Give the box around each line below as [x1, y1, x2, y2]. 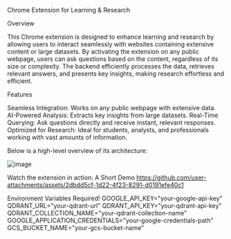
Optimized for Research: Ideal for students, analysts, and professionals [7, 126, 210, 134]
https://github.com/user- [136, 173, 207, 182]
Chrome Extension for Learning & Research [7, 6, 131, 14]
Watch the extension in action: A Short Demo [7, 173, 135, 182]
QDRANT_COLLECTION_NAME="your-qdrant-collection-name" [7, 209, 187, 217]
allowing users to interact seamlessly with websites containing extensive [7, 40, 214, 48]
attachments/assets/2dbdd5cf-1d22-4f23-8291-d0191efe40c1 [7, 181, 185, 189]
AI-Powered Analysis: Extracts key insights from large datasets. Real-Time [7, 111, 219, 119]
